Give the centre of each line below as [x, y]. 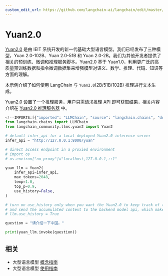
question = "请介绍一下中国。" [35, 223]
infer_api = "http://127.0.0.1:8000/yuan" [50, 141]
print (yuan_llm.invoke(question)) [41, 232]
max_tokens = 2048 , [32, 177]
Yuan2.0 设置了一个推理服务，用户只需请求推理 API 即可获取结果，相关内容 [82, 102]
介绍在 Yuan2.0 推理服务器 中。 [37, 108]
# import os [17, 154]
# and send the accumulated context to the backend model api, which [79, 209]
